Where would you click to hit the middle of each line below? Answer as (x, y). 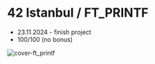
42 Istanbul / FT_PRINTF (78, 13)
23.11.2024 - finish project (54, 32)
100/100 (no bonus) (45, 39)
